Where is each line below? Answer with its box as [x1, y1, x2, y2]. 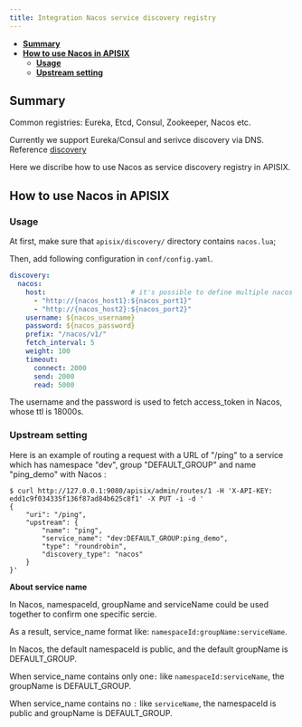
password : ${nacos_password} [25, 321, 136, 330]
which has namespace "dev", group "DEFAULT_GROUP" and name [9, 459, 256, 470]
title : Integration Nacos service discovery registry [9, 13, 217, 23]
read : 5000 [33, 380, 75, 389]
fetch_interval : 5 [25, 339, 95, 348]
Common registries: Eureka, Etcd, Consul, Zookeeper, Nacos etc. [9, 117, 251, 128]
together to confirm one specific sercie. [9, 608, 157, 619]
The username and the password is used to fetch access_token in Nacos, [9, 397, 283, 407]
